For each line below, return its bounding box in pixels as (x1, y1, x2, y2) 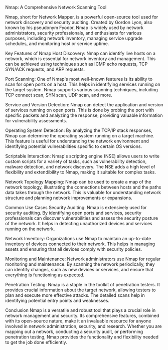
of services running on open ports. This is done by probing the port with (5, 107, 154, 113)
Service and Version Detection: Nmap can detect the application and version (5, 102, 163, 107)
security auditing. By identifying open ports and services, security (5, 210, 142, 216)
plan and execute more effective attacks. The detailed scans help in (5, 292, 145, 298)
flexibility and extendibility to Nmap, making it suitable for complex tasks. (5, 169, 156, 175)
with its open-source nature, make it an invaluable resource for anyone (5, 318, 151, 324)
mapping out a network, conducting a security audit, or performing (5, 328, 143, 334)
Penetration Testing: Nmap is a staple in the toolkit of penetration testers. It (5, 282, 160, 287)
